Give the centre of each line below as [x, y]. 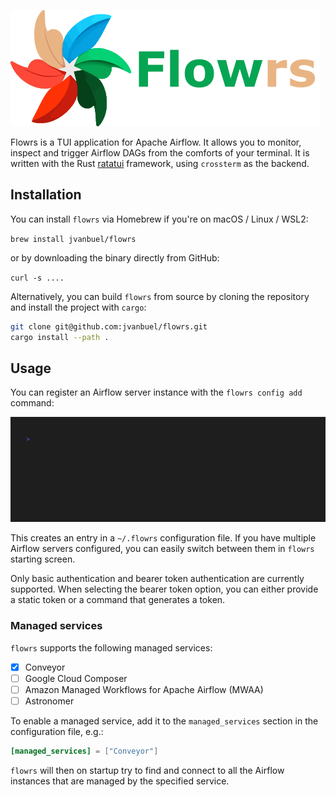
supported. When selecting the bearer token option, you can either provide [164, 589]
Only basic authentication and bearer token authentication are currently [157, 579]
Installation [46, 195]
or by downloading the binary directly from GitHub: [115, 257]
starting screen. [43, 559]
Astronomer [49, 701]
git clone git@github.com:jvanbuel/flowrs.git [109, 326]
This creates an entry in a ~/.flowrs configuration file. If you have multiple [163, 538]
